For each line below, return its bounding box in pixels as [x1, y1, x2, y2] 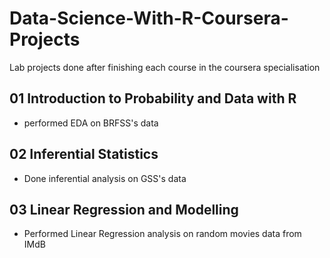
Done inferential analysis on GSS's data [23, 172, 187, 184]
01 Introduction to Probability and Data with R [9, 90, 297, 107]
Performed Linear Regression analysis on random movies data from [23, 228, 302, 240]
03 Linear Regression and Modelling [9, 201, 239, 218]
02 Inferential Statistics [9, 146, 159, 163]
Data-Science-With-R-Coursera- [9, 7, 289, 30]
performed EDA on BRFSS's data [23, 117, 159, 129]
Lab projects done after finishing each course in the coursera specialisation [9, 61, 321, 73]
